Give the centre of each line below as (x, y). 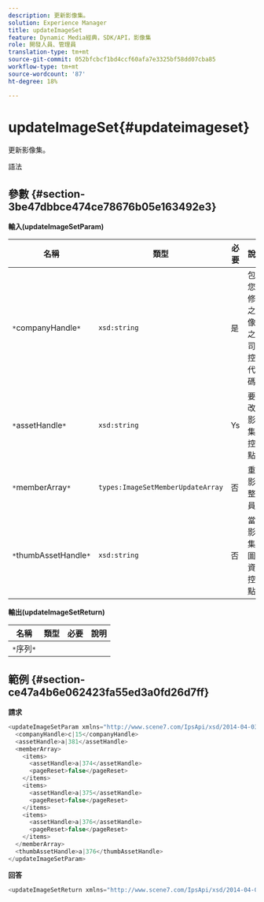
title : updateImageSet (45, 30)
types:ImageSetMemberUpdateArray (161, 488)
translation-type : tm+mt (49, 52)
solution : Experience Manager (58, 23)
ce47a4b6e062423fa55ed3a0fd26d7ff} (109, 692)
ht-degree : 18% (33, 81)
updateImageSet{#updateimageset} (129, 127)
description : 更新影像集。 (49, 15)
